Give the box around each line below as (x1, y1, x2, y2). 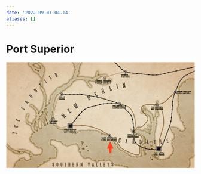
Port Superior (6, 42, 75, 56)
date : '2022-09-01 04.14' (6, 10, 71, 15)
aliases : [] (6, 15, 36, 22)
